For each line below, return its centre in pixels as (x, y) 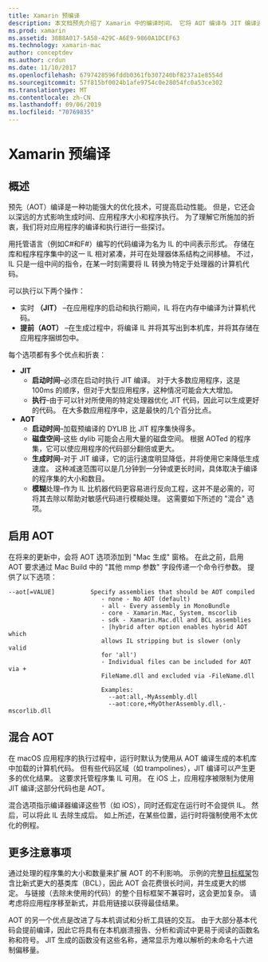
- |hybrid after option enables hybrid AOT (174, 627)
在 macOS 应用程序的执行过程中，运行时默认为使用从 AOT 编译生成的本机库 (133, 758)
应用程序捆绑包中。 (51, 338)
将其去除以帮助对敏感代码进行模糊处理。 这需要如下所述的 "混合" (138, 499)
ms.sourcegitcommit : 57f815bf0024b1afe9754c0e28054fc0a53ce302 (116, 82)
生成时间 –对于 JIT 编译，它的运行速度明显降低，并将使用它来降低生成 (146, 459)
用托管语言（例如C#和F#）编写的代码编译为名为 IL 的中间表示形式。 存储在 (132, 244)
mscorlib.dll (30, 711)
